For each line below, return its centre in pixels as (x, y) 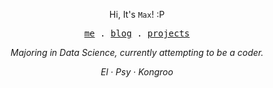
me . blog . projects (137, 33)
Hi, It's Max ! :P (137, 14)
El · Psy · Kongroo (137, 72)
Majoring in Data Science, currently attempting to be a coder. (137, 52)
